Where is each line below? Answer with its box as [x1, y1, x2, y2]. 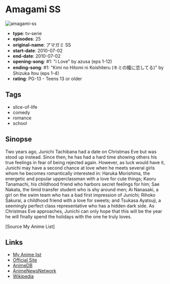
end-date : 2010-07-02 [12, 53, 61, 59]
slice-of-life [12, 104, 37, 110]
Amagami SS [5, 4, 61, 15]
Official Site [12, 257, 37, 263]
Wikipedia [12, 273, 34, 279]
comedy [12, 109, 31, 115]
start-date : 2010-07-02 [12, 47, 63, 54]
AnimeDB [12, 263, 33, 269]
